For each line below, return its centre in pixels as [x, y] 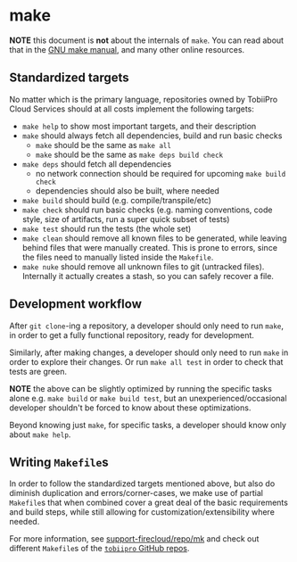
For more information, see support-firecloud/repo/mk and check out [134, 539]
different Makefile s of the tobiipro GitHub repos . [99, 549]
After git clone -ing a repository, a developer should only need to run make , [146, 326]
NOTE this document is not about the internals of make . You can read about [146, 40]
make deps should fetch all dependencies [97, 164]
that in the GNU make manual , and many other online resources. [127, 49]
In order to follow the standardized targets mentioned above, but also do [142, 483]
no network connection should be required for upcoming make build [161, 173]
